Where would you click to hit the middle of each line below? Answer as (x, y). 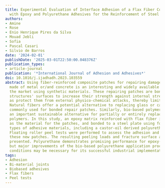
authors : (14, 19)
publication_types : (25, 64)
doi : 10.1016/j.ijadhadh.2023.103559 (44, 78)
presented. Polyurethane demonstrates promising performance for (78, 142)
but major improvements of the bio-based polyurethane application (80, 146)
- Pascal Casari (22, 46)
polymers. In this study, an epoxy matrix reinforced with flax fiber (83, 119)
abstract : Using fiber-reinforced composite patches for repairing (76, 82)
